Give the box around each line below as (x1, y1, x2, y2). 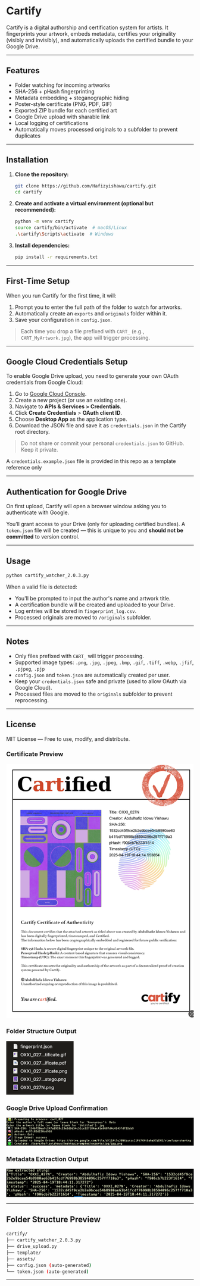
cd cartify (14, 189, 42, 195)
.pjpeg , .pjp (14, 665, 45, 672)
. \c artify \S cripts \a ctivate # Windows (14, 231, 114, 237)
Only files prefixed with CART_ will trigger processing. (14, 652, 144, 659)
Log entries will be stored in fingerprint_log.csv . (14, 607, 137, 614)
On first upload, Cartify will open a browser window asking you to (6, 503, 167, 510)
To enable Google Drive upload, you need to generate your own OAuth (6, 373, 179, 380)
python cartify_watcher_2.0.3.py (6, 572, 89, 578)
